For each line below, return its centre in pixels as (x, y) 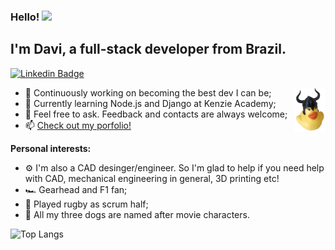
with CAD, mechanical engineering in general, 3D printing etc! (152, 178)
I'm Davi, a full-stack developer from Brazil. (148, 49)
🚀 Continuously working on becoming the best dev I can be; (148, 92)
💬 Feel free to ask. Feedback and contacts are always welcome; (156, 114)
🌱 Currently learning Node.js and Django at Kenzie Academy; (150, 103)
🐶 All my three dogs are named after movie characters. (137, 214)
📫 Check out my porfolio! (78, 125)
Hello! (25, 17)
